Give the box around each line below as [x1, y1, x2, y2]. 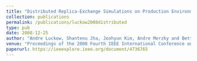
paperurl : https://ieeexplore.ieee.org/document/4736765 [6, 46, 148, 52]
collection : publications [6, 14, 69, 20]
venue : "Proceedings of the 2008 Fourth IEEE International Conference [6, 41, 185, 47]
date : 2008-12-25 [6, 30, 49, 36]
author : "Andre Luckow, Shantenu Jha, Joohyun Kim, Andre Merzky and [6, 35, 180, 41]
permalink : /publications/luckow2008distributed [6, 19, 127, 25]
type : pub [6, 24, 30, 31]
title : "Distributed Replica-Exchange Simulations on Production [6, 8, 169, 15]
